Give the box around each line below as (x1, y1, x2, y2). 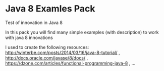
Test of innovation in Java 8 (5, 19, 63, 25)
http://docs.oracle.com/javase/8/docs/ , (5, 54, 88, 60)
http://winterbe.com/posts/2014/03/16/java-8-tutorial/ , (5, 49, 120, 55)
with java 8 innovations (5, 34, 53, 40)
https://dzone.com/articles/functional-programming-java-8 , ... (5, 60, 136, 66)
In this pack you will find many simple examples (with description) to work (5, 29, 159, 35)
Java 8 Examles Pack (5, 3, 95, 14)
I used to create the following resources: (5, 44, 89, 50)
